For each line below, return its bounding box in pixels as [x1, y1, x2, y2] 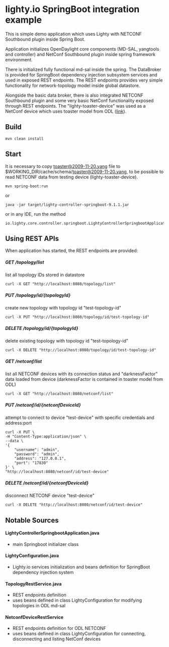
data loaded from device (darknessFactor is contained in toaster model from [5, 376, 163, 382]
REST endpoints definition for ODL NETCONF [12, 625, 107, 631]
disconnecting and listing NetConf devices [12, 636, 101, 642]
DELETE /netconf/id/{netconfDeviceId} [5, 479, 89, 486]
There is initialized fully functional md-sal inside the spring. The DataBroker [5, 66, 161, 72]
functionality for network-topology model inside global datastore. [5, 82, 140, 89]
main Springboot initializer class [12, 541, 79, 547]
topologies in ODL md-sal [12, 603, 66, 609]
